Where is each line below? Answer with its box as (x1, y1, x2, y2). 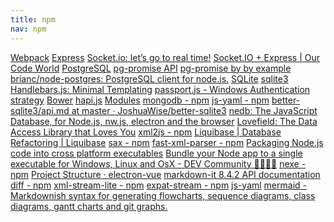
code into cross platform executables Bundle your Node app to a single (10, 147, 303, 159)
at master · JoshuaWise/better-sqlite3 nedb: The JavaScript (71, 104, 318, 116)
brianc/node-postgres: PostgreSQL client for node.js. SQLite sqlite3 (10, 72, 289, 85)
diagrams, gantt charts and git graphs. (10, 200, 168, 212)
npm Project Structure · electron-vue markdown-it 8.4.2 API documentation (10, 168, 321, 180)
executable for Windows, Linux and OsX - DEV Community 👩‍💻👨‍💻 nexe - (10, 157, 307, 170)
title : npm (10, 14, 56, 25)
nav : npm (10, 24, 47, 34)
